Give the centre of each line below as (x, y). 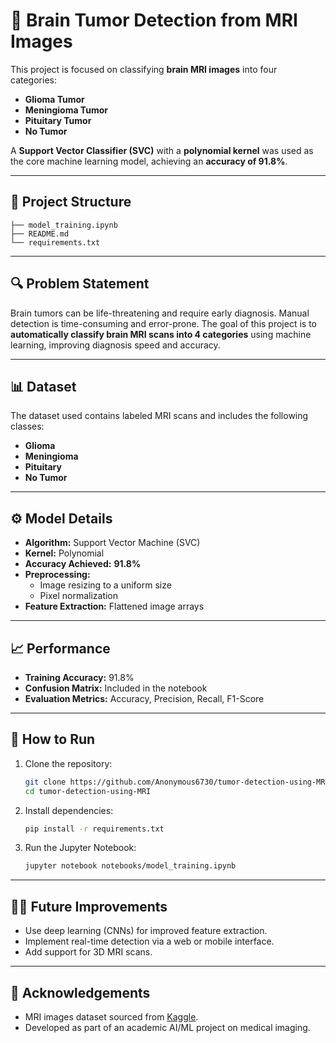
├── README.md (40, 234)
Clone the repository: (68, 763)
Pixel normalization (79, 596)
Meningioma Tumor (66, 110)
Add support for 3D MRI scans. (88, 952)
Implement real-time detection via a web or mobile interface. (149, 941)
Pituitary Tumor (58, 120)
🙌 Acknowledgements (80, 992)
